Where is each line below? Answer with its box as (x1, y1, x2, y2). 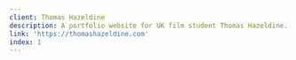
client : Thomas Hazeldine (9, 12, 105, 22)
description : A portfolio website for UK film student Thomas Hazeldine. (9, 21, 289, 30)
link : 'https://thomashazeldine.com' (9, 29, 149, 38)
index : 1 (9, 37, 42, 47)
